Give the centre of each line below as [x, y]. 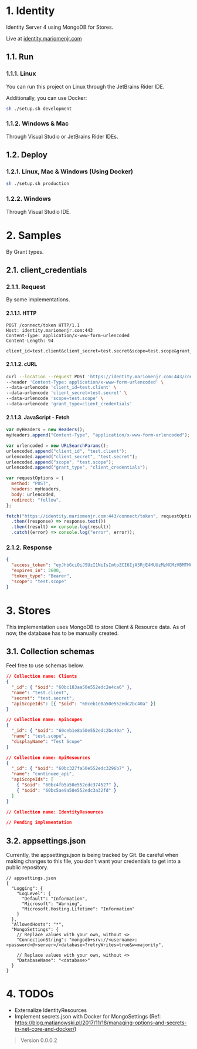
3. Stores [28, 611]
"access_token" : [31, 565]
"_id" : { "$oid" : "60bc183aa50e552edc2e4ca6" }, [72, 687]
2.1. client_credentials [47, 270]
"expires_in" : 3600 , [36, 571]
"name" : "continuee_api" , [43, 774]
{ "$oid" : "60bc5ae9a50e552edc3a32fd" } [67, 790]
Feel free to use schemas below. [45, 665]
